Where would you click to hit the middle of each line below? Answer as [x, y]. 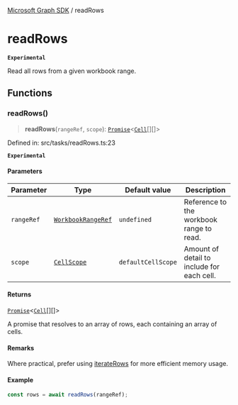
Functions [30, 93]
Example [21, 379]
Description [205, 189]
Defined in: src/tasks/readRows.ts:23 [61, 143]
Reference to [205, 201]
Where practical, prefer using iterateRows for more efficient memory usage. [118, 364]
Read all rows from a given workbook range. [72, 71]
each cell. [200, 275]
